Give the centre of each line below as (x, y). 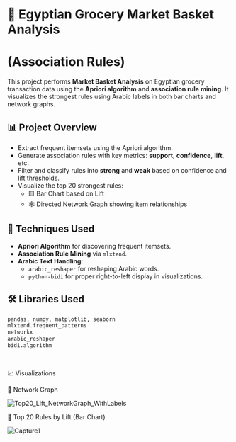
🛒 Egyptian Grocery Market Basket (111, 15)
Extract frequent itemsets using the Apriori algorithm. (95, 147)
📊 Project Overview (52, 127)
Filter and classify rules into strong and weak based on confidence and (122, 170)
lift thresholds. (39, 178)
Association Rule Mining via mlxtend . (72, 254)
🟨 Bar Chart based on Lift (66, 193)
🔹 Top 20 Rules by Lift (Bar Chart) (56, 416)
